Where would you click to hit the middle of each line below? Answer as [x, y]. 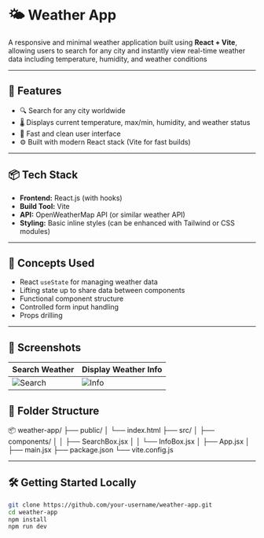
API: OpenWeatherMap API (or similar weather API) [103, 214]
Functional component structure [71, 298]
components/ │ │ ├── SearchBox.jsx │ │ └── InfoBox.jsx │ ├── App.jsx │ [129, 441]
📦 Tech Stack [43, 175]
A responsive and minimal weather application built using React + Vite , [123, 42]
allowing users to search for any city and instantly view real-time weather [127, 50]
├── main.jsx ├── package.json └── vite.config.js [91, 450]
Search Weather [43, 370]
